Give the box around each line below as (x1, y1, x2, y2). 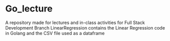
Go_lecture (5, 3, 53, 14)
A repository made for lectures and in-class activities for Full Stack (5, 19, 145, 25)
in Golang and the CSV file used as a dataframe (5, 30, 105, 36)
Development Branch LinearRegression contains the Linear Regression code (5, 24, 165, 30)
